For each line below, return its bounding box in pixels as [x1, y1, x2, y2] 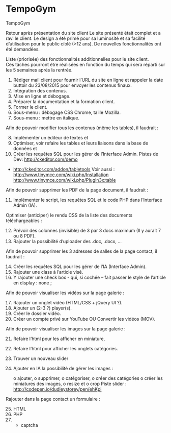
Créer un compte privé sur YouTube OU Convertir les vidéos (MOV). [13, 316, 156, 322]
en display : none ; [13, 279, 52, 286]
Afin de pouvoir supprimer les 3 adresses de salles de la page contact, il [6, 248, 157, 254]
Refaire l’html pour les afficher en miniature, [13, 335, 105, 342]
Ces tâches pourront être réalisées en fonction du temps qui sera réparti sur [6, 61, 165, 67]
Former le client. [13, 104, 48, 110]
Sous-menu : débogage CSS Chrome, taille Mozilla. [13, 109, 121, 115]
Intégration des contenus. [13, 87, 68, 93]
